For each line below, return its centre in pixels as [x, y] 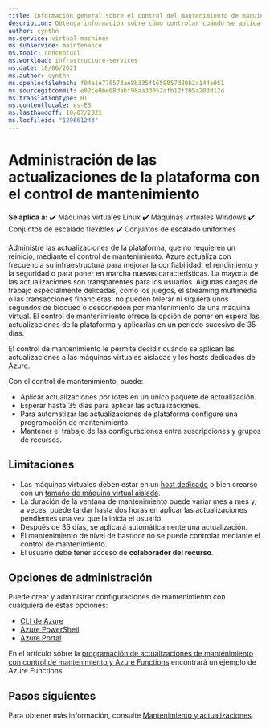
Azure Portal [41, 638]
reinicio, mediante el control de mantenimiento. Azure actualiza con [120, 256]
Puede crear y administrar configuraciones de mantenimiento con [117, 597]
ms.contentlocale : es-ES [50, 105]
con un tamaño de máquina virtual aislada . [90, 493]
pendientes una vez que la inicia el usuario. [91, 518]
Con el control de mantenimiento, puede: [76, 381]
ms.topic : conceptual [45, 53]
